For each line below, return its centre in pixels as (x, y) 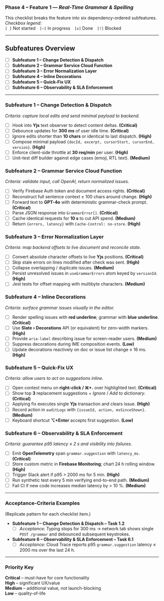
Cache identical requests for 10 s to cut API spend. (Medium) (74, 218)
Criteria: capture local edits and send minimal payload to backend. (72, 116)
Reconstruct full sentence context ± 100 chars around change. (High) (82, 196)
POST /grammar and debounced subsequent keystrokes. (75, 534)
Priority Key (20, 567)
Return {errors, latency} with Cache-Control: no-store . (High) (76, 224)
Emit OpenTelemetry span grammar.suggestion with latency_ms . (76, 453)
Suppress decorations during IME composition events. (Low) (73, 344)
